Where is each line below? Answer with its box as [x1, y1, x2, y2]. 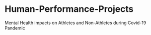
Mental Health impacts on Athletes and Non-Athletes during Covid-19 [4, 20, 147, 26]
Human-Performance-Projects [4, 3, 134, 15]
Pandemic [4, 25, 25, 31]
